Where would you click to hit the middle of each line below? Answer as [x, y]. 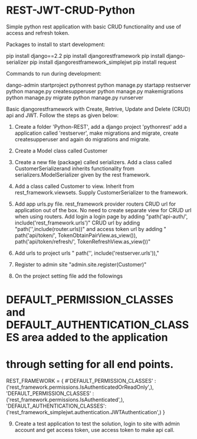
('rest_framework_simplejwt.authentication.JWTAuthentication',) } [86, 412]
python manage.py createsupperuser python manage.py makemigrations [95, 91]
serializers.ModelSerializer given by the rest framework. [83, 174]
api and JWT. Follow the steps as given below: [63, 115]
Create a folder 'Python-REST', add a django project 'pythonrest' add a [101, 126]
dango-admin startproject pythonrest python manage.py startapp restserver [98, 85]
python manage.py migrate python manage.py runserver [75, 97]
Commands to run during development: [54, 73]
